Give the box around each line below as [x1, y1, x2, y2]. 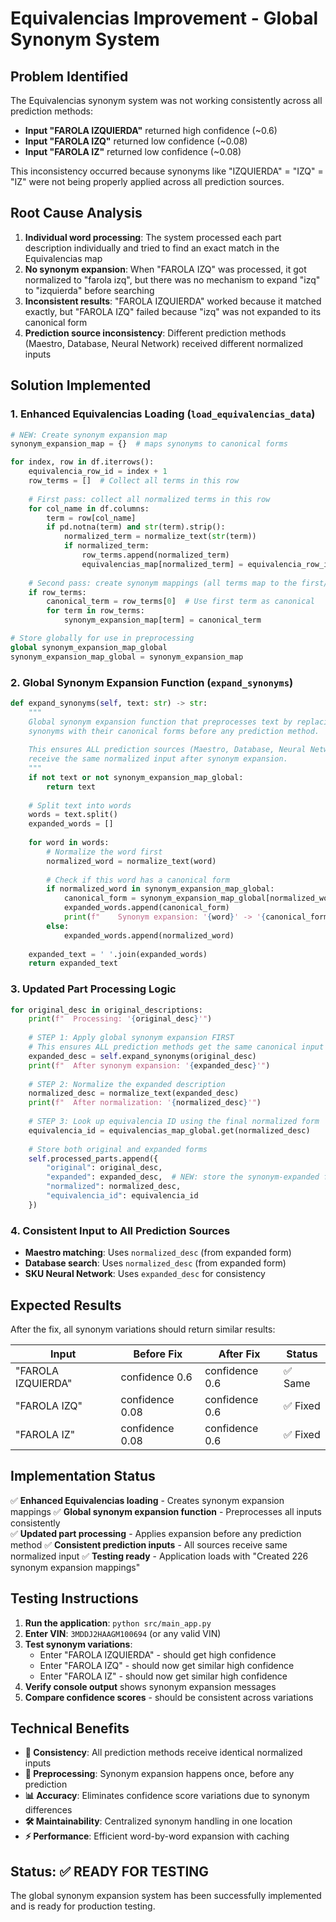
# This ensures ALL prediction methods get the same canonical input [28, 1042, 325, 1052]
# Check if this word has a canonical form [46, 875, 230, 885]
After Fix [218, 1347, 261, 1361]
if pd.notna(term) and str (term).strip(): [46, 522, 226, 532]
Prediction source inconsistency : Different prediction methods [24, 327, 287, 339]
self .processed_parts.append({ [28, 1153, 159, 1164]
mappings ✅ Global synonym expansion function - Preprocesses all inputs [10, 1505, 322, 1517]
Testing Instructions [10, 1590, 139, 1607]
